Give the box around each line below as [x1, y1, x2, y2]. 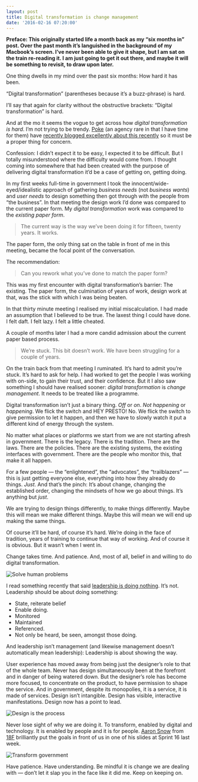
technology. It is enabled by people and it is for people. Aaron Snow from [6, 728, 184, 735]
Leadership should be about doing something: [6, 589, 118, 596]
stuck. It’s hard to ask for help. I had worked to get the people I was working [6, 371, 191, 379]
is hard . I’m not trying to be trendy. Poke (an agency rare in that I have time [6, 125, 189, 133]
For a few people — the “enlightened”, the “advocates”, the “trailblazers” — [6, 468, 189, 476]
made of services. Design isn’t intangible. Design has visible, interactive [6, 692, 181, 699]
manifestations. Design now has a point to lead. [6, 699, 122, 706]
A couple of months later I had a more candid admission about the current [6, 329, 186, 337]
